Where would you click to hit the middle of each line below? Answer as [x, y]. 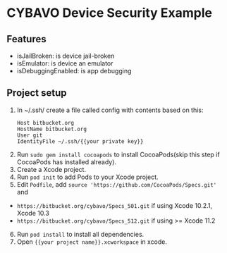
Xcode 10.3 [33, 213]
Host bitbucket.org [45, 123]
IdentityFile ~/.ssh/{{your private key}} [80, 141]
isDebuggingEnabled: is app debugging [74, 71]
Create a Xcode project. [51, 169]
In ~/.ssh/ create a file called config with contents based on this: [110, 110]
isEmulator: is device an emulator [65, 63]
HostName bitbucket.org [52, 129]
